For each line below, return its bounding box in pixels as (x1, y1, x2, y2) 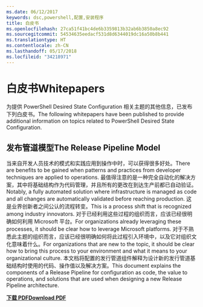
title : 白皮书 (6, 20, 39, 26)
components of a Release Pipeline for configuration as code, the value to (6, 269, 188, 276)
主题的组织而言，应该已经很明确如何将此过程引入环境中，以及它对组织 (16, 233, 192, 241)
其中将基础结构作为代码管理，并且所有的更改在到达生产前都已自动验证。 (16, 181, 197, 189)
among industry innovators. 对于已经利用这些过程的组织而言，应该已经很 (6, 210, 187, 218)
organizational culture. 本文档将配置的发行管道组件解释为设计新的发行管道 (6, 254, 190, 262)
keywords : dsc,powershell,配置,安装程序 (6, 15, 104, 21)
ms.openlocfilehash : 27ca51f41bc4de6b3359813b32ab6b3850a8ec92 (6, 25, 169, 32)
